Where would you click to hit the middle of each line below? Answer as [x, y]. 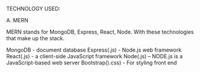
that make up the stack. [36, 38]
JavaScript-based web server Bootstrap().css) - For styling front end [92, 63]
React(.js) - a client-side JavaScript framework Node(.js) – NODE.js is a [95, 56]
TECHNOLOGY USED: [33, 9]
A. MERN [17, 20]
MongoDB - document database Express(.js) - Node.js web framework [94, 50]
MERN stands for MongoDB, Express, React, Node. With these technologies [100, 32]
